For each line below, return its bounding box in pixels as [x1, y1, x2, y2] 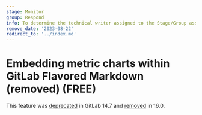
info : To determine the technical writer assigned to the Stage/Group [6, 20, 187, 26]
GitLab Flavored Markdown [6, 69, 144, 83]
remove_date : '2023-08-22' [6, 25, 74, 32]
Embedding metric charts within [6, 57, 170, 71]
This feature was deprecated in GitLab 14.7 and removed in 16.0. [6, 102, 165, 110]
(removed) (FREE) [6, 82, 96, 96]
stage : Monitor [6, 8, 44, 15]
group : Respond [6, 14, 44, 20]
